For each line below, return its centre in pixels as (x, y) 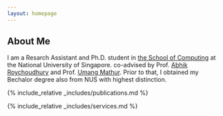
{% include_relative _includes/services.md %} (72, 106)
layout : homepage (32, 13)
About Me (29, 42)
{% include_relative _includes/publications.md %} (78, 93)
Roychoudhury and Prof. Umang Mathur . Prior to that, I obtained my (103, 72)
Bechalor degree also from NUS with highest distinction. (87, 80)
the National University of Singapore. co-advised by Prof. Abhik (97, 65)
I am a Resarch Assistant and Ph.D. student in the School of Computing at (111, 58)
